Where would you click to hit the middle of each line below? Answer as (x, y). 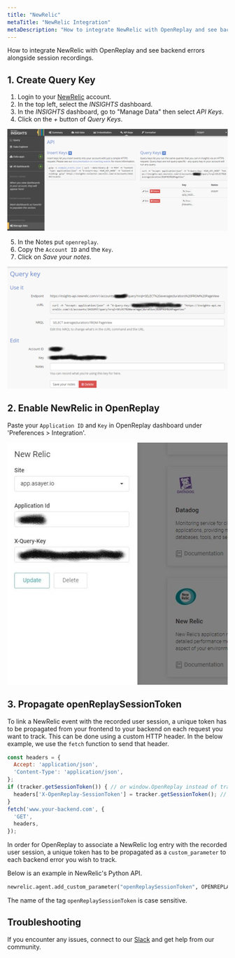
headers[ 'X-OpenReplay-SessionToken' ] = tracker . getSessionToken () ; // (120, 794)
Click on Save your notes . (55, 257)
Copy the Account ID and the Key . (65, 249)
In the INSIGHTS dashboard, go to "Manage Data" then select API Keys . (120, 112)
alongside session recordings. (51, 58)
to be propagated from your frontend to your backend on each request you (115, 729)
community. (24, 947)
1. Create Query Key (51, 80)
